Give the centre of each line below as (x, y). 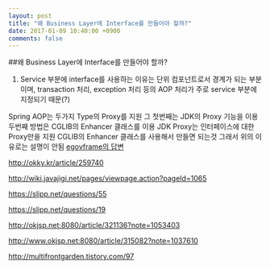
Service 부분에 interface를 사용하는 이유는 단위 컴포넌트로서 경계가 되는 (133, 79)
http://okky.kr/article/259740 (56, 163)
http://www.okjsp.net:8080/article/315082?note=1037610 (104, 241)
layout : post (30, 16)
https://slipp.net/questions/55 (58, 194)
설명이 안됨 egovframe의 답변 (77, 147)
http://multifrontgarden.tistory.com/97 (71, 257)
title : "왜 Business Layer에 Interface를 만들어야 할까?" (100, 23)
